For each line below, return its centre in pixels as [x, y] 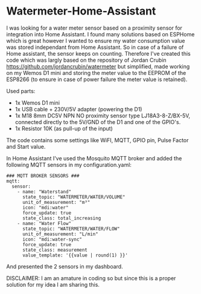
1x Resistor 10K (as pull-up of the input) [64, 128]
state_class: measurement [55, 250]
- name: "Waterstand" [44, 192]
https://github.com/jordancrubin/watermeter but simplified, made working [98, 66]
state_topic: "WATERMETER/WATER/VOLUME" [74, 197]
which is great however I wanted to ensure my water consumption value [96, 41]
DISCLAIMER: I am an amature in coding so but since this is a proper [91, 278]
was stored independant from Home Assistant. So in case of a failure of [95, 47]
